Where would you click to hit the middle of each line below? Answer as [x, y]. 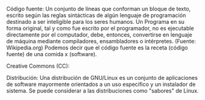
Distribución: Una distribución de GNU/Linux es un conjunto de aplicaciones [102, 78]
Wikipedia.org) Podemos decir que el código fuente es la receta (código [97, 48]
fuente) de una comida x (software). [52, 54]
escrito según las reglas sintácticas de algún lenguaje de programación [96, 15]
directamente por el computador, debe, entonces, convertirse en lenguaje [99, 35]
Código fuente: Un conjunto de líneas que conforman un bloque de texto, [99, 9]
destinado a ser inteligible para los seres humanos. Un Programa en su [95, 22]
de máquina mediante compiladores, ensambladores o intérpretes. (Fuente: [101, 41]
